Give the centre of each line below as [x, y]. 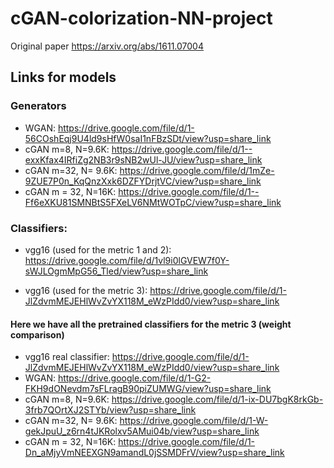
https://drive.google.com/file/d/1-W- [194, 421]
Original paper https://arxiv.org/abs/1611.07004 [107, 46]
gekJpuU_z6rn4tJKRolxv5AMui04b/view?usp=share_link [142, 431]
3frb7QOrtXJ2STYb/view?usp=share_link [110, 410]
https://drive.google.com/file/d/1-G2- [134, 378]
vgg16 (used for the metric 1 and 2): [98, 249]
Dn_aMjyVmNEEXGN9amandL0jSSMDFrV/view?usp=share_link [154, 453]
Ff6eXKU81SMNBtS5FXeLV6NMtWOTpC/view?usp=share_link [153, 202]
